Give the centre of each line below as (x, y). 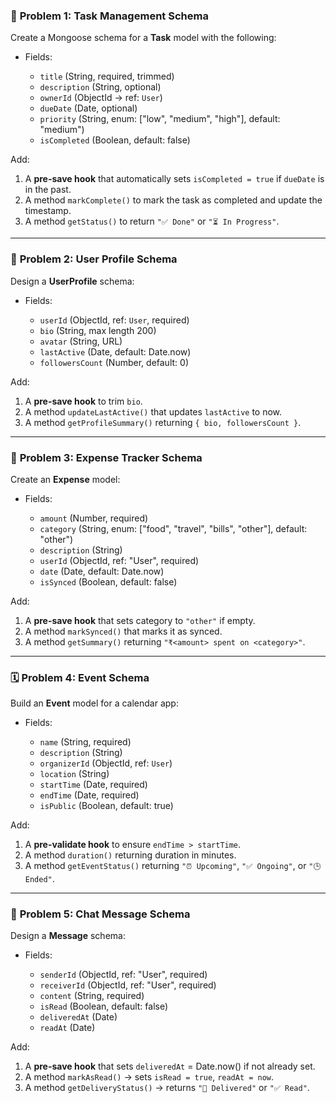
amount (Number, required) (94, 518)
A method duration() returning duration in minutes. (130, 855)
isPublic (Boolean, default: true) (106, 806)
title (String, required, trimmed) (107, 76)
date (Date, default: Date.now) (102, 571)
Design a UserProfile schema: (72, 281)
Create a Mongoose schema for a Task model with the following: (143, 38)
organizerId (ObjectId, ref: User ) (106, 763)
